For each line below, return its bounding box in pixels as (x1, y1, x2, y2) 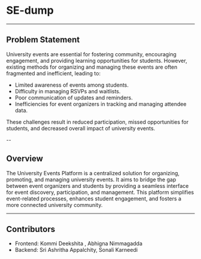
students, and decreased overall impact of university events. (6, 124, 156, 132)
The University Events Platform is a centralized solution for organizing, (6, 169, 180, 176)
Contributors (6, 224, 56, 234)
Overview (6, 154, 44, 164)
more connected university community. (6, 201, 103, 208)
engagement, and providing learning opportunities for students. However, (6, 57, 187, 64)
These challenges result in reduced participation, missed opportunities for (6, 118, 189, 126)
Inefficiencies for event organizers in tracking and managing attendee (14, 100, 187, 108)
